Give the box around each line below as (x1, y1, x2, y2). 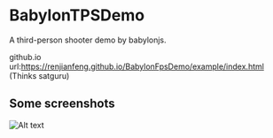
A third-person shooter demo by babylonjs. (9, 34, 167, 45)
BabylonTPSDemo (9, 5, 144, 26)
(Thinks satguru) (9, 70, 70, 80)
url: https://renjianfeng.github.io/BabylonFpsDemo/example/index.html (9, 61, 264, 72)
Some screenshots (9, 96, 115, 111)
